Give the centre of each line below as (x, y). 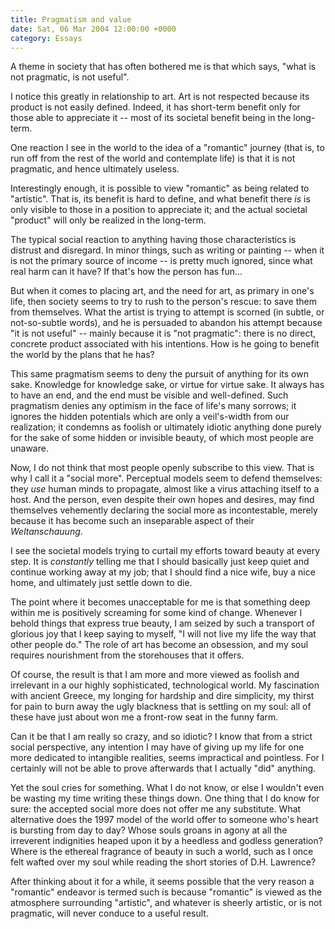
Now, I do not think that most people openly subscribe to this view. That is (162, 468)
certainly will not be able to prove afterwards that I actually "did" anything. (163, 768)
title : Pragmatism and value (71, 19)
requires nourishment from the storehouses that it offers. (127, 655)
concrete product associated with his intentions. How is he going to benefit (165, 344)
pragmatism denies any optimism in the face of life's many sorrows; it (153, 406)
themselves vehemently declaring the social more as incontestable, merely (164, 510)
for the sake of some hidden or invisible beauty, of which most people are (162, 438)
